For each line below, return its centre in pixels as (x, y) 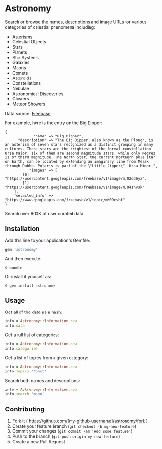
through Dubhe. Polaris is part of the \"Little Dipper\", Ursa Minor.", (81, 166)
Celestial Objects (29, 41)
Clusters (20, 98)
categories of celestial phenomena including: (50, 27)
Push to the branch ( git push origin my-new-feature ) (66, 436)
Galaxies (21, 62)
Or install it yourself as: (28, 276)
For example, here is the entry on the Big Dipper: (54, 123)
